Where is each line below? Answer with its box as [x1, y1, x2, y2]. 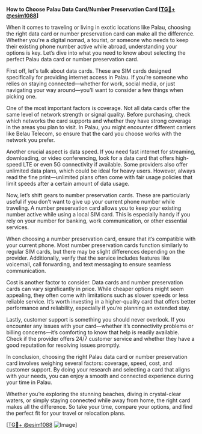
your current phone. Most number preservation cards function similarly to [6, 242, 189, 249]
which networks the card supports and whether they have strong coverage [6, 117, 192, 124]
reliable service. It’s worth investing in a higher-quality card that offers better [6, 298, 196, 305]
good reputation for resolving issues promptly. [6, 341, 121, 349]
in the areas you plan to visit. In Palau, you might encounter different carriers [6, 124, 196, 130]
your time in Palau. [6, 379, 52, 386]
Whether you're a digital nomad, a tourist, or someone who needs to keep [6, 37, 189, 43]
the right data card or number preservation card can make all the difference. [6, 30, 195, 37]
